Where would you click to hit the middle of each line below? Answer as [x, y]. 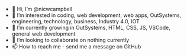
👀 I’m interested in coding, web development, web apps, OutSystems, [96, 15]
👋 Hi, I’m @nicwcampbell [42, 9]
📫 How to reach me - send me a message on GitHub [76, 46]
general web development [43, 34]
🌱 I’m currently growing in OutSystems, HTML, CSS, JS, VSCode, [91, 27]
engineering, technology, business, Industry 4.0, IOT [76, 21]
